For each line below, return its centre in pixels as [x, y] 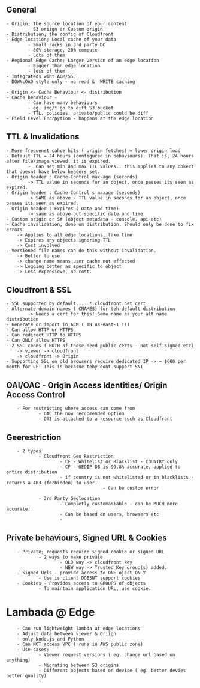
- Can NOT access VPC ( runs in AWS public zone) [80, 644]
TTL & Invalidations [43, 137]
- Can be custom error [131, 488]
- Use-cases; [33, 649]
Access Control [36, 394]
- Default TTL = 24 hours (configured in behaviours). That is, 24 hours [100, 156]
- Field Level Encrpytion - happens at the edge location [80, 118]
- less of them [47, 71]
